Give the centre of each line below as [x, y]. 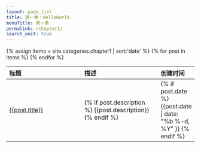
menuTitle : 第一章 [28, 23]
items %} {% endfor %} [35, 58]
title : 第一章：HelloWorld [38, 17]
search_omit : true [29, 34]
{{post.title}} [26, 110]
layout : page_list [29, 12]
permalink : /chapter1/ [34, 28]
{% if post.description [115, 102]
